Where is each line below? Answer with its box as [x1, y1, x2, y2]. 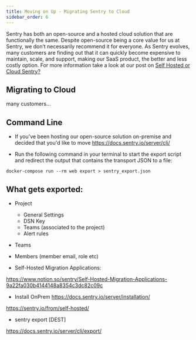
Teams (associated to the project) [23, 224, 105, 231]
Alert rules [23, 230, 49, 237]
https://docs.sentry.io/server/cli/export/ [6, 327, 102, 334]
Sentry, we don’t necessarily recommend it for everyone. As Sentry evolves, [6, 42, 190, 50]
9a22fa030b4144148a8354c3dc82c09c [6, 282, 103, 289]
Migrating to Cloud [6, 85, 76, 95]
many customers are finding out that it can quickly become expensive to [6, 49, 181, 56]
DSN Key [23, 217, 45, 224]
